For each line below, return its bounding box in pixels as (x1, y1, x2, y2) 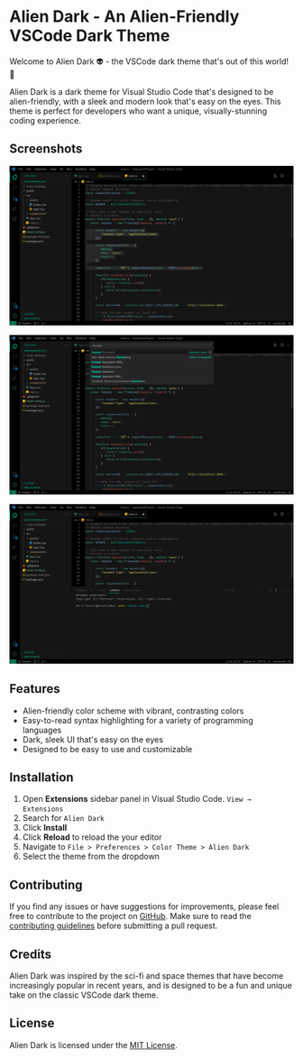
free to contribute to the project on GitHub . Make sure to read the (9, 911, 252, 922)
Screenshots (9, 142, 83, 157)
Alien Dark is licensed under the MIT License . (9, 1039, 179, 1050)
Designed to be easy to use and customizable (22, 743, 193, 754)
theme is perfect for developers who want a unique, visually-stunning (9, 106, 268, 116)
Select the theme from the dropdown (22, 851, 161, 862)
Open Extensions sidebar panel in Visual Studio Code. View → (22, 794, 252, 805)
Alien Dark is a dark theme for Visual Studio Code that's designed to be (9, 86, 274, 97)
